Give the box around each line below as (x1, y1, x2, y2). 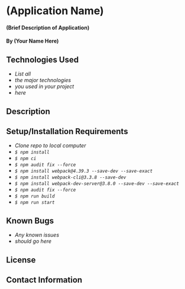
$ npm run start (14, 200, 55, 206)
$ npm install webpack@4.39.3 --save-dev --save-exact (14, 168, 153, 174)
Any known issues (14, 232, 60, 239)
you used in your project (14, 83, 74, 90)
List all (14, 70, 31, 77)
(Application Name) (6, 4, 105, 18)
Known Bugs (6, 216, 54, 226)
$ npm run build (14, 193, 55, 199)
